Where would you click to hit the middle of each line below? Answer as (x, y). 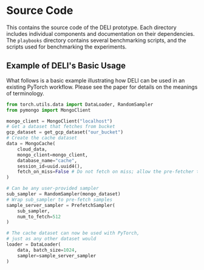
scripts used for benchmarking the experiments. (66, 47)
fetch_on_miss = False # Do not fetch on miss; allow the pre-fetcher (106, 172)
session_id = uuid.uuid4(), (50, 166)
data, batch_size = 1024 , (47, 250)
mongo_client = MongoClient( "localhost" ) (59, 121)
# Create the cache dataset (42, 138)
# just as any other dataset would (51, 239)
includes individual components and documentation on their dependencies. (101, 33)
